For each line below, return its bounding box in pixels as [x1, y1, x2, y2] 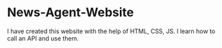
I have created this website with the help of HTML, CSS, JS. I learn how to [7, 27, 216, 35]
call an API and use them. [7, 34, 79, 42]
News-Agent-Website [7, 5, 134, 20]
